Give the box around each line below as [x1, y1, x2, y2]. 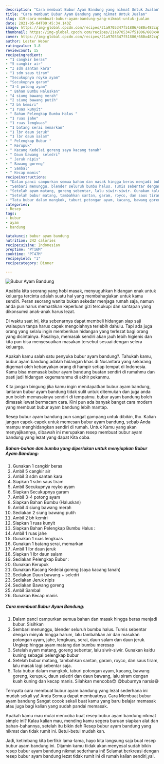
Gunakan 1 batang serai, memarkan [12, 541, 84, 547]
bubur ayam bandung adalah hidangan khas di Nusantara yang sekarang [5, 358, 151, 364]
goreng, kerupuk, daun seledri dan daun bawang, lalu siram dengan [12, 673, 148, 679]
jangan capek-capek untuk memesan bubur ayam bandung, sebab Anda [5, 419, 151, 425]
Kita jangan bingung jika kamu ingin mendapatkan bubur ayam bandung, [5, 383, 151, 389]
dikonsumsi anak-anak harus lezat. [5, 308, 75, 314]
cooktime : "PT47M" [5, 252, 43, 256]
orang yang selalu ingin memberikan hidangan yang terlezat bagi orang [5, 328, 148, 334]
